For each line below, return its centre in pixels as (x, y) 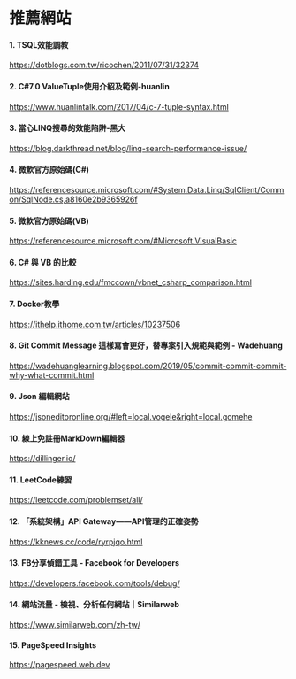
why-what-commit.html (52, 375)
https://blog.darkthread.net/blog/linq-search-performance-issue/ (128, 148)
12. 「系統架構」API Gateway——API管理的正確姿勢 (104, 521)
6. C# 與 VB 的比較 (43, 262)
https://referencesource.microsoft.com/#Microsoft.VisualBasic (123, 241)
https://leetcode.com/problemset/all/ (76, 500)
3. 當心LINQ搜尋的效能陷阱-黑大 (68, 128)
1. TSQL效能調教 (39, 44)
